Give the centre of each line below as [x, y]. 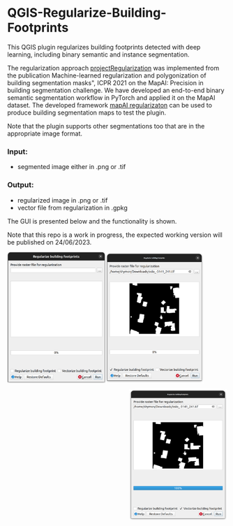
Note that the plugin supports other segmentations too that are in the [106, 126]
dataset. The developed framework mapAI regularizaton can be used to [110, 105]
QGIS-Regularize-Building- [87, 13]
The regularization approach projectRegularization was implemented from [113, 68]
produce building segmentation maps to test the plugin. [87, 112]
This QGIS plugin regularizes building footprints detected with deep [104, 47]
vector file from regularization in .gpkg [72, 207]
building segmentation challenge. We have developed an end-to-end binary [116, 90]
